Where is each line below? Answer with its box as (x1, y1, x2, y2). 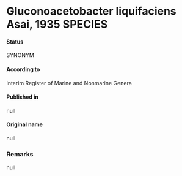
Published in (6, 93, 38, 101)
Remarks (6, 150, 34, 158)
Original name (6, 121, 43, 128)
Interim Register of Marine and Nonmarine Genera (6, 79, 133, 86)
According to (6, 66, 40, 73)
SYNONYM (6, 52, 35, 59)
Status (6, 38, 24, 45)
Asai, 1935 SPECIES (6, 17, 108, 31)
